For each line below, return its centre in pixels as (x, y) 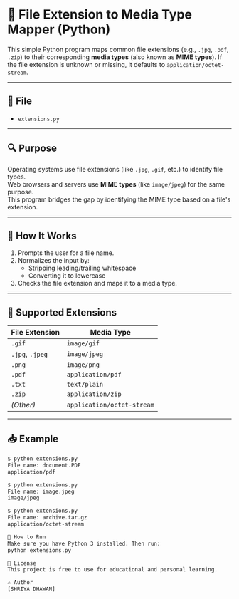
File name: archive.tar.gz (47, 518)
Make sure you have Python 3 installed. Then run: (84, 543)
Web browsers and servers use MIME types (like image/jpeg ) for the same (116, 184)
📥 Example (33, 438)
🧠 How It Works (42, 235)
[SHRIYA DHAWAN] (31, 589)
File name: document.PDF (44, 465)
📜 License (22, 563)
